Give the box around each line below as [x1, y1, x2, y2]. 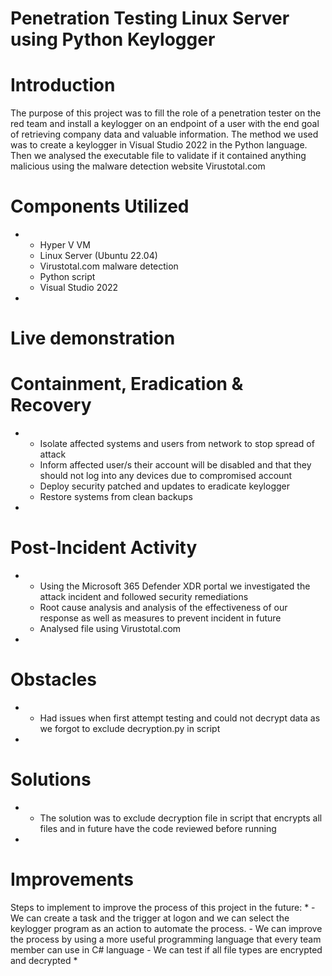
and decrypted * [10, 954, 78, 966]
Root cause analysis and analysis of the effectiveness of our [39, 602, 288, 614]
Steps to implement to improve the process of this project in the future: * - [10, 901, 316, 913]
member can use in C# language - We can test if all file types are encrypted [10, 943, 323, 956]
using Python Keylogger [10, 28, 216, 51]
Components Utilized [10, 195, 190, 218]
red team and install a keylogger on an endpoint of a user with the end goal [10, 118, 320, 130]
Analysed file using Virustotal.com [39, 623, 182, 635]
